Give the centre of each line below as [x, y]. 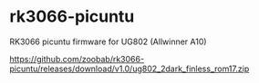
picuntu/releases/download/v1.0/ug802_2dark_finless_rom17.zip [129, 69]
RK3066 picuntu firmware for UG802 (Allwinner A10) [108, 41]
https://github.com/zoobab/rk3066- [77, 59]
